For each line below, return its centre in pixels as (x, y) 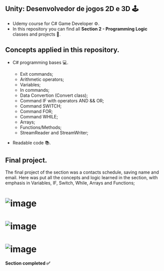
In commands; (35, 90)
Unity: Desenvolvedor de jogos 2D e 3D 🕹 (72, 9)
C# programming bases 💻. (40, 62)
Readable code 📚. (32, 143)
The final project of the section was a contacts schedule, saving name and (82, 172)
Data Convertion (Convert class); (54, 95)
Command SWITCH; (41, 106)
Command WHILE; (39, 116)
